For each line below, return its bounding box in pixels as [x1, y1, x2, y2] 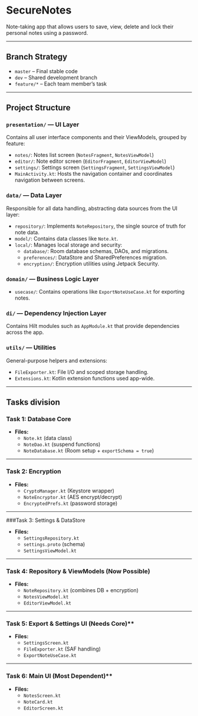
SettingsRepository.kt [23, 535, 80, 541]
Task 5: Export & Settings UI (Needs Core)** [6, 619, 134, 628]
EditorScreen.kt [23, 705, 64, 711]
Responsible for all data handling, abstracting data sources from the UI [6, 205, 178, 212]
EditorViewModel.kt [23, 600, 72, 606]
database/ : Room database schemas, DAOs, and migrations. [23, 247, 169, 254]
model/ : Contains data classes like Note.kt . [14, 235, 118, 242]
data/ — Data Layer [6, 191, 62, 199]
